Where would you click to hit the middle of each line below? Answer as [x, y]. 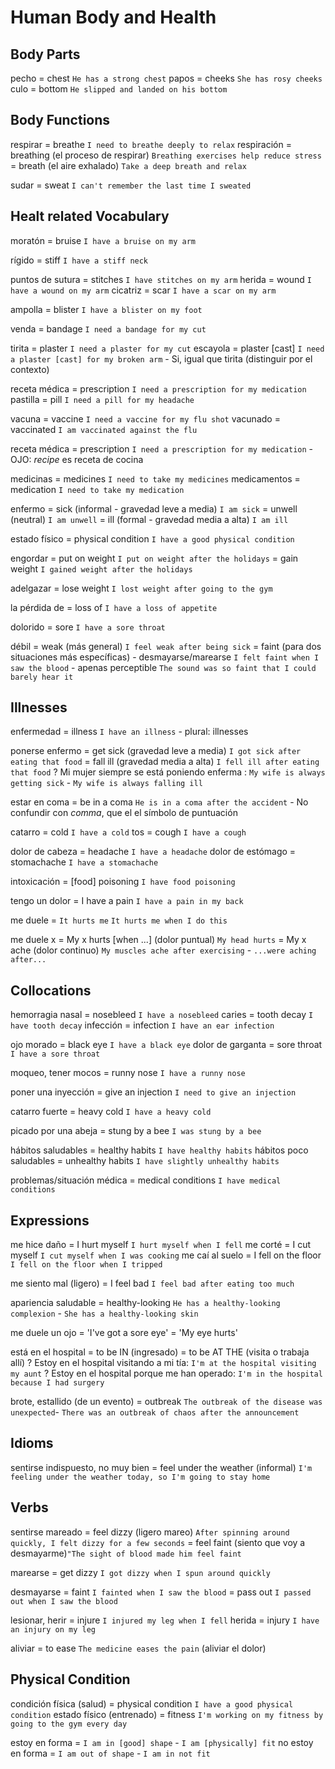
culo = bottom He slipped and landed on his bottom [119, 89]
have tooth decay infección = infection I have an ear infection [142, 1025]
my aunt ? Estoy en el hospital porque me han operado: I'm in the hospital [166, 1373]
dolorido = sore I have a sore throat [88, 627]
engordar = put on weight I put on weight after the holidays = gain [154, 558]
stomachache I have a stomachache [84, 862]
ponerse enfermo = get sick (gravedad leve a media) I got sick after [156, 751]
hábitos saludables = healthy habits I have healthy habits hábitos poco [159, 1150]
